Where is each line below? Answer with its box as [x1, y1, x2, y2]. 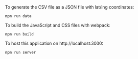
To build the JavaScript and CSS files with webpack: [5, 22, 111, 28]
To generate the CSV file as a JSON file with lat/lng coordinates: [5, 4, 134, 10]
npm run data [5, 14, 32, 19]
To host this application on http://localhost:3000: [5, 40, 104, 46]
